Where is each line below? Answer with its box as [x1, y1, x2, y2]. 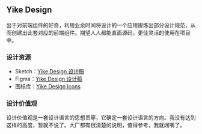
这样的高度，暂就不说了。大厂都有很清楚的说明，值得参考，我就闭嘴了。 [6, 121, 185, 129]
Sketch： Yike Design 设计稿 [14, 68, 84, 75]
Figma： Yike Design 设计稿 [14, 75, 82, 83]
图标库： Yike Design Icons [14, 83, 81, 90]
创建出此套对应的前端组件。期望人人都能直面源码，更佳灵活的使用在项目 [11, 29, 191, 36]
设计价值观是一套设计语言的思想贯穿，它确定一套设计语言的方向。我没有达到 [6, 114, 196, 121]
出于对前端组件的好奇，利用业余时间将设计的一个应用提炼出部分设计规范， [6, 21, 191, 29]
